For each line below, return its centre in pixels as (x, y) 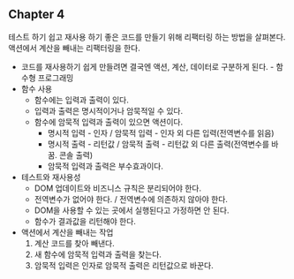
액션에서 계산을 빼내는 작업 (67, 232)
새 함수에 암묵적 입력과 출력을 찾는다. (98, 254)
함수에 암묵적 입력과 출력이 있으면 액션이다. (109, 122)
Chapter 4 (37, 15)
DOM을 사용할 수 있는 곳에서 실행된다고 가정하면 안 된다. (132, 210)
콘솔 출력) (76, 155)
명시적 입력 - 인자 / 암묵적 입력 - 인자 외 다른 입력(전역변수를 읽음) (161, 132)
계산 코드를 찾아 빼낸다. (75, 243)
